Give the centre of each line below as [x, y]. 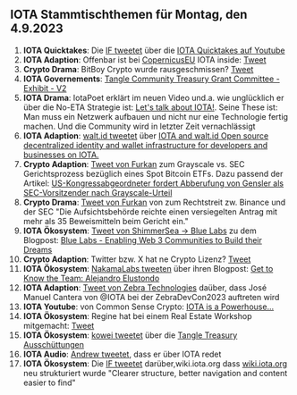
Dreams [38, 249]
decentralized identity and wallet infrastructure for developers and [145, 145]
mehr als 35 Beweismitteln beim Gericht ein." [106, 221]
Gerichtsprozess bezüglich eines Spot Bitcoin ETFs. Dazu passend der [153, 173]
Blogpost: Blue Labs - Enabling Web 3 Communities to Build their [143, 240]
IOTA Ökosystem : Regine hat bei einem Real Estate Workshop [137, 315]
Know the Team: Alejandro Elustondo [91, 278]
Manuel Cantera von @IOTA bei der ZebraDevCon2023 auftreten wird [151, 297]
